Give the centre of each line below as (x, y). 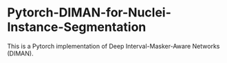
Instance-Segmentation (77, 27)
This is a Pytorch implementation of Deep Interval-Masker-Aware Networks (113, 46)
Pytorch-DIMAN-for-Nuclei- (89, 13)
